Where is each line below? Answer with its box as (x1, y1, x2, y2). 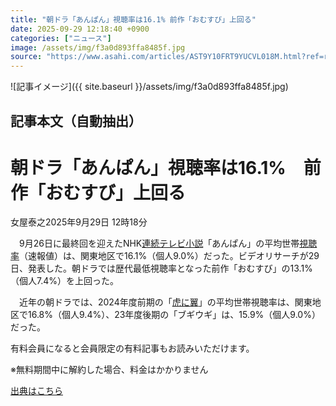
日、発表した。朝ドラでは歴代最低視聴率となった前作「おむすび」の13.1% (10, 262, 313, 275)
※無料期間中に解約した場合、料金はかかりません (10, 364, 209, 376)
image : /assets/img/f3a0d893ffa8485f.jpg (10, 42, 186, 53)
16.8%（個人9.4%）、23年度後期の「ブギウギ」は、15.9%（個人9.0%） (27, 309, 321, 321)
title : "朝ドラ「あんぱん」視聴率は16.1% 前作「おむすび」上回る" (10, 14, 257, 25)
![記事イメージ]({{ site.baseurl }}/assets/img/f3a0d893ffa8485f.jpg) (10, 81, 289, 93)
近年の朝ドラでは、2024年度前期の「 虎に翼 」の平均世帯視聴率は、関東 (18, 296, 313, 308)
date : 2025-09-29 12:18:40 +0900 (10, 24, 150, 34)
